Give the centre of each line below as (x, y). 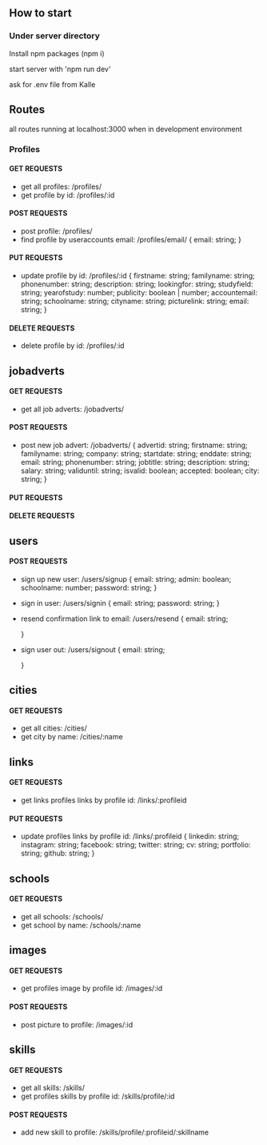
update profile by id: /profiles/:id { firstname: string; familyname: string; (137, 276)
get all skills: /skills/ (52, 1088)
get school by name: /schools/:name (81, 925)
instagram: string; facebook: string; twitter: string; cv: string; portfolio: (135, 845)
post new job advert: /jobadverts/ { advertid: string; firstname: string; (134, 445)
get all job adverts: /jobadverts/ (72, 409)
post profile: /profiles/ (56, 230)
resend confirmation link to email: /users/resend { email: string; (124, 619)
